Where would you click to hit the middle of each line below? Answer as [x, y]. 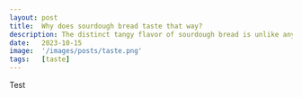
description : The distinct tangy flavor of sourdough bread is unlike [144, 34]
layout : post [34, 18]
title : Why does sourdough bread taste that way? [106, 26]
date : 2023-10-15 [46, 43]
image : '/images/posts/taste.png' [76, 51]
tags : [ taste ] [40, 59]
